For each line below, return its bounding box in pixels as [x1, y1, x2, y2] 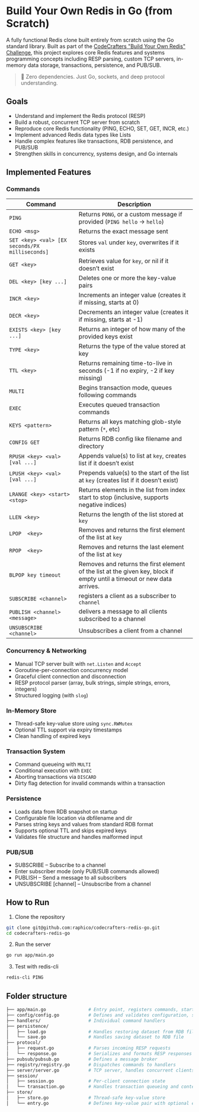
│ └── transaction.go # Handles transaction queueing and [6, 1084, 179, 1090]
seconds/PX [9, 243, 40, 250]
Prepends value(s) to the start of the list [78, 469, 190, 477]
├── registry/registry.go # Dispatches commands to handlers [6, 1062, 176, 1068]
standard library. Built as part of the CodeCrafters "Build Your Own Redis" [6, 43, 185, 50]
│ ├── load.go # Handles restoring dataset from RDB [6, 1028, 184, 1035]
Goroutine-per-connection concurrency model [14, 666, 129, 673]
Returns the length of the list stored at [78, 510, 184, 519]
